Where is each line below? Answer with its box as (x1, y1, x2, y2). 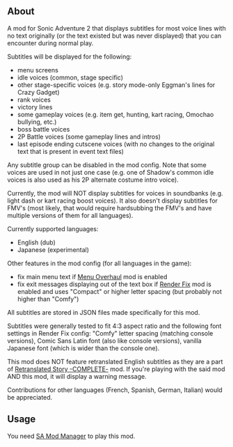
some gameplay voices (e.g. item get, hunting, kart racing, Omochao (17, 110, 214, 118)
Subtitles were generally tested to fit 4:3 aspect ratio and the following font (7, 322, 222, 330)
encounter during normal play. (7, 38, 94, 47)
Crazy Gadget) (17, 88, 61, 96)
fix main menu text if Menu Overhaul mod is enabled (17, 272, 168, 281)
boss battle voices (17, 125, 70, 133)
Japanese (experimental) (17, 245, 89, 253)
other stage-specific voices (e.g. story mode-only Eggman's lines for (17, 80, 216, 89)
